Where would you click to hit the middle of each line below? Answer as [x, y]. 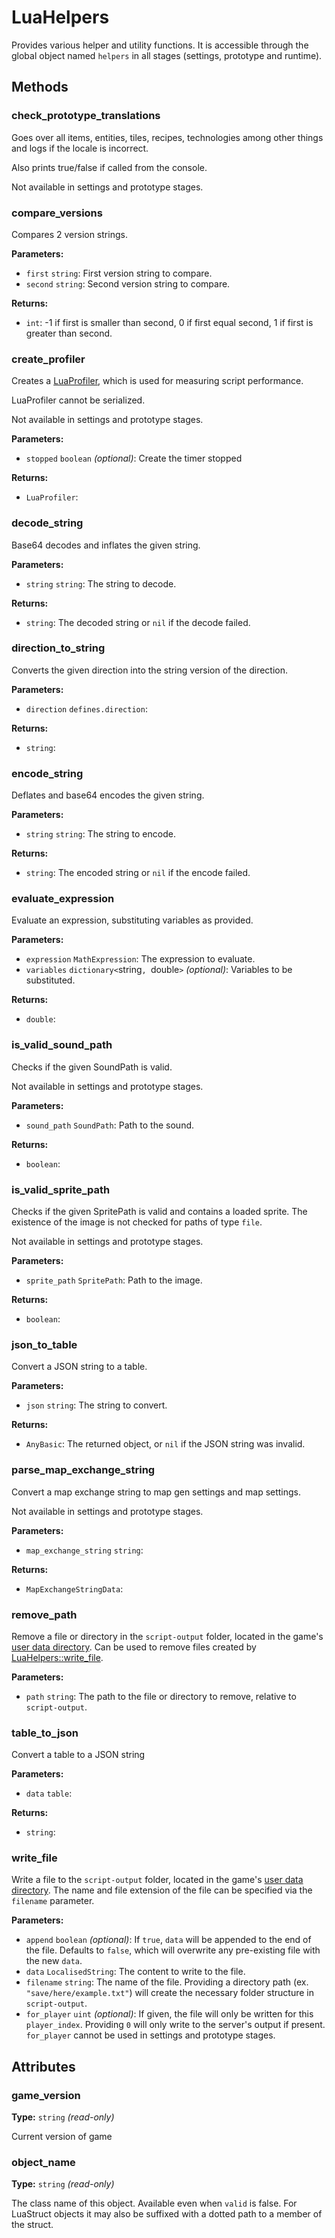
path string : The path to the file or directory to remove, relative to [161, 1696]
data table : [49, 1793]
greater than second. [69, 333]
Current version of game [62, 2137]
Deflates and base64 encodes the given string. [108, 795]
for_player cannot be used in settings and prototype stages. [150, 2035]
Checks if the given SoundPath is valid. [92, 1067]
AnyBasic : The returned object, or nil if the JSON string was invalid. [165, 1444]
